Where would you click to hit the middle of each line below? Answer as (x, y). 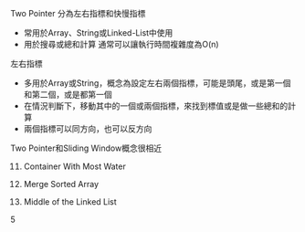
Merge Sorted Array (61, 184)
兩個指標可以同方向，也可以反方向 (88, 129)
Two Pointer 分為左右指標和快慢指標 (78, 13)
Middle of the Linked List (70, 202)
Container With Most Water (74, 166)
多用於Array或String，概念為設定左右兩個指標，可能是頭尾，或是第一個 (157, 83)
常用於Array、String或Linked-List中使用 (98, 33)
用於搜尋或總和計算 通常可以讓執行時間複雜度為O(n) (121, 44)
